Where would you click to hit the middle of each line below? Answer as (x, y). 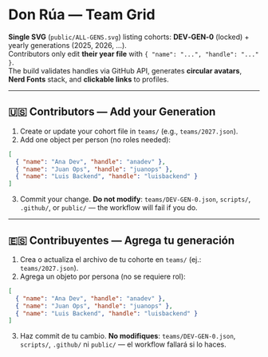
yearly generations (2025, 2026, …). (68, 45)
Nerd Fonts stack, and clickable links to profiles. (89, 79)
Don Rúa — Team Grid (82, 15)
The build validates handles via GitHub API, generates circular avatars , (125, 70)
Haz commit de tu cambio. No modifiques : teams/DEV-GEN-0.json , (128, 336)
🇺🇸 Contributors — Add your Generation (112, 112)
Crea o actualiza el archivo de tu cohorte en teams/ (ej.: (110, 259)
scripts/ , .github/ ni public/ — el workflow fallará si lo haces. (123, 344)
